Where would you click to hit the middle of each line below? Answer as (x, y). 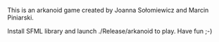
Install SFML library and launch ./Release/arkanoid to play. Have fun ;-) (110, 31)
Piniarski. (20, 17)
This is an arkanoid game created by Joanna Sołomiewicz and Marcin (108, 10)
